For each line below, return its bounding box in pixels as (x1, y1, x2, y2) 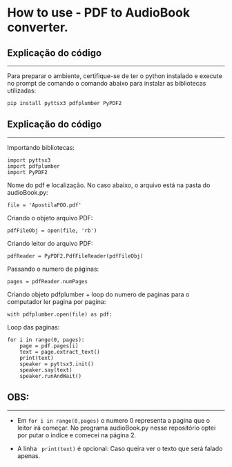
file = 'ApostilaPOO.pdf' (7, 202, 81, 209)
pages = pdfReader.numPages (7, 278, 88, 285)
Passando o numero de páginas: (7, 265, 99, 273)
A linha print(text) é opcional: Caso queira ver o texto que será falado (17, 444, 223, 452)
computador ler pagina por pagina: (7, 297, 106, 305)
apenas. (17, 451, 40, 460)
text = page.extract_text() (19, 348, 100, 355)
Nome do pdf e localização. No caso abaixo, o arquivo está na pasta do (7, 181, 211, 189)
